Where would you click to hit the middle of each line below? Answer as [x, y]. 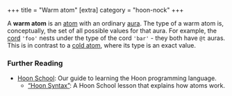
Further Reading [35, 63]
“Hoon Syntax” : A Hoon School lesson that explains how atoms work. [126, 86]
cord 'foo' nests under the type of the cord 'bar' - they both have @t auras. [116, 38]
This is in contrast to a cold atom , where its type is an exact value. [102, 45]
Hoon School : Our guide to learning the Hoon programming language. [117, 78]
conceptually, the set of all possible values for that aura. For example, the [112, 31]
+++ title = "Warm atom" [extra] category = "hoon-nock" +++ [96, 10]
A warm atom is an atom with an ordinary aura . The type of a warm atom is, [116, 23]
